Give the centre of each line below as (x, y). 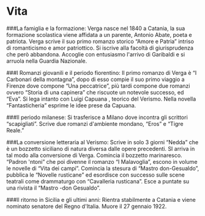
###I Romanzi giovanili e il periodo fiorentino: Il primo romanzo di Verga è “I (102, 72)
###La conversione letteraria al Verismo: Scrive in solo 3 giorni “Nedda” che (102, 142)
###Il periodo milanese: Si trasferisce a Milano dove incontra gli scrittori (97, 117)
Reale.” (15, 130)
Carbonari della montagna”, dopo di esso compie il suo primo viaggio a (95, 79)
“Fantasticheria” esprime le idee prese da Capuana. (71, 105)
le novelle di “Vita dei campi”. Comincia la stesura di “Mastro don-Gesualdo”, (103, 168)
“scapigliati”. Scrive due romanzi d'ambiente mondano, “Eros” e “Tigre (95, 123)
